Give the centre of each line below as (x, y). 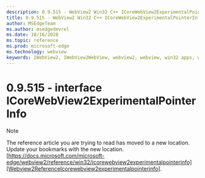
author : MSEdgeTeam (31, 23)
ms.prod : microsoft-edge (38, 46)
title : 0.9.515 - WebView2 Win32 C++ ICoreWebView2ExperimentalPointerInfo (105, 18)
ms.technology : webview (37, 52)
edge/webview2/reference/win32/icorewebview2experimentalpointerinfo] (99, 162)
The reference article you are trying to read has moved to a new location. (98, 143)
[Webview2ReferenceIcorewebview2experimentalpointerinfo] (83, 168)
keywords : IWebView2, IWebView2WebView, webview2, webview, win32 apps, (101, 57)
